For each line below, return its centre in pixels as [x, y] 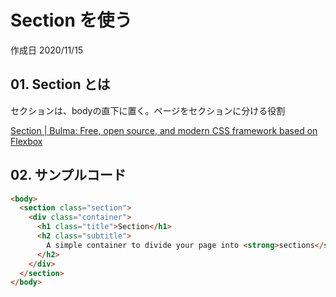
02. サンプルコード [68, 175]
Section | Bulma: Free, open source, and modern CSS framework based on [164, 130]
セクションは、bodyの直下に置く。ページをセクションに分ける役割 [148, 110]
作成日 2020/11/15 [47, 50]
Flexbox [26, 141]
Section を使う [71, 20]
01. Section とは [60, 84]
